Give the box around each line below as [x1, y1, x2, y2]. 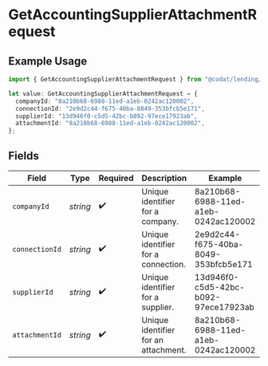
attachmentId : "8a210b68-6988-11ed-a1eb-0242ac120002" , [15, 120, 205, 128]
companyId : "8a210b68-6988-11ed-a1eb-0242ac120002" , [15, 97, 195, 105]
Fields [8, 149, 40, 163]
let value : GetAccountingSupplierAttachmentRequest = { [8, 89, 198, 97]
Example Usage [8, 54, 88, 68]
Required [98, 172, 134, 183]
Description [141, 172, 187, 183]
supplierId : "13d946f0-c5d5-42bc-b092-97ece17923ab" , [15, 112, 198, 120]
